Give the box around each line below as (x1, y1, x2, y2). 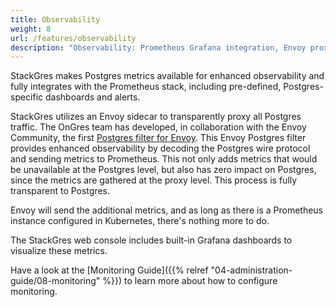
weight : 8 (10, 24, 52, 34)
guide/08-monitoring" (10, 275, 101, 287)
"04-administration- (210, 264, 293, 276)
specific (10, 91, 44, 103)
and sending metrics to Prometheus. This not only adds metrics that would (10, 153, 318, 165)
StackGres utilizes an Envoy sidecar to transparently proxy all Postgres (10, 111, 302, 123)
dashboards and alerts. (45, 91, 141, 103)
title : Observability (10, 14, 101, 25)
